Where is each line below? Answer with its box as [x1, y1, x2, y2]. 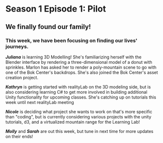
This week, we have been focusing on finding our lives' [5, 37, 137, 44]
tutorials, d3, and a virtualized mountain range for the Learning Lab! [5, 119, 140, 125]
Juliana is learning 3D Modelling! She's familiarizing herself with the [5, 54, 142, 60]
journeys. [5, 43, 29, 50]
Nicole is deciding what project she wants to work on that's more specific [5, 109, 153, 114]
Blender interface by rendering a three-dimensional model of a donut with [5, 59, 153, 65]
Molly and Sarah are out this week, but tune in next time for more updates [5, 128, 154, 134]
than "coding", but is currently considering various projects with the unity [5, 114, 151, 119]
